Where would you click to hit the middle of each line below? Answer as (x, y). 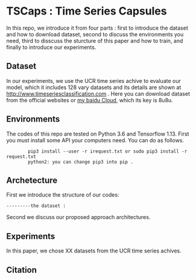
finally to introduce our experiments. (51, 47)
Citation (22, 270)
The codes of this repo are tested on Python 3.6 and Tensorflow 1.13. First (98, 134)
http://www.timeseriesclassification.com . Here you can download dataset (98, 94)
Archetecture (32, 180)
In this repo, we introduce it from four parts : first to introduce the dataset (97, 28)
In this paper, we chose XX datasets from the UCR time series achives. (94, 251)
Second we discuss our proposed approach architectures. (78, 217)
